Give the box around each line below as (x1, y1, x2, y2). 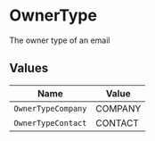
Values (9, 61, 49, 76)
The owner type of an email (9, 35, 110, 46)
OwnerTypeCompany (13, 104, 87, 113)
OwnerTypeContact (13, 118, 87, 128)
